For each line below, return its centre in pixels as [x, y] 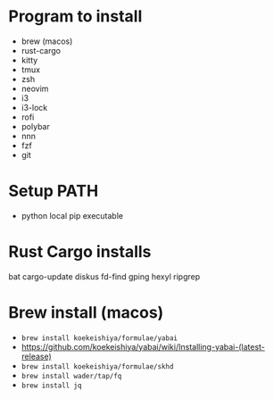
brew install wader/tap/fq [71, 376]
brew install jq [51, 386]
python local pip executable [72, 215]
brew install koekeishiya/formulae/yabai [99, 338]
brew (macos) [47, 41]
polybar [35, 126]
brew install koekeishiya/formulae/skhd [97, 366]
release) [37, 356]
